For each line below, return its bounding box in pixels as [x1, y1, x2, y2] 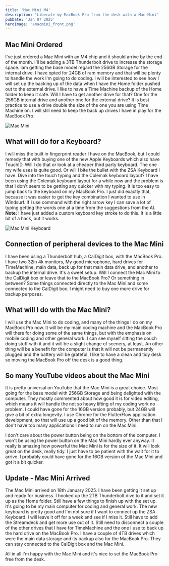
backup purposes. [5, 291, 43, 297]
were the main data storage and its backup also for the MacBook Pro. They [5, 536, 161, 542]
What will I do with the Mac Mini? [5, 306, 111, 314]
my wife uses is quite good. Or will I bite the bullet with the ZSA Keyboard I [5, 167, 160, 173]
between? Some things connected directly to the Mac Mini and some [5, 280, 148, 286]
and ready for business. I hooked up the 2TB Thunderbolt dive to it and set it [5, 493, 164, 499]
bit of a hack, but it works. [5, 215, 60, 221]
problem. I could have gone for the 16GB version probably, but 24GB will [5, 406, 155, 413]
